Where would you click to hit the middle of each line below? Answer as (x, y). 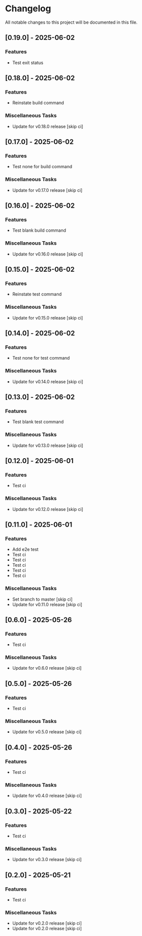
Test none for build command (42, 167)
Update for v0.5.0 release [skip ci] (47, 732)
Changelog (28, 9)
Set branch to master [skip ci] (42, 599)
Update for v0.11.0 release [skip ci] (47, 604)
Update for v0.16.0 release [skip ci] (48, 254)
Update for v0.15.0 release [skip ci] (48, 318)
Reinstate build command (38, 103)
